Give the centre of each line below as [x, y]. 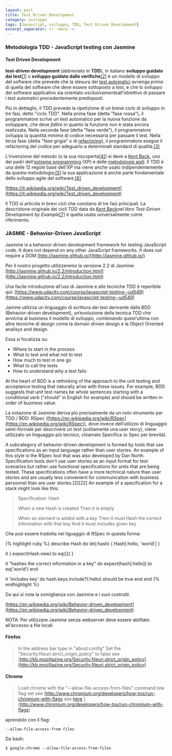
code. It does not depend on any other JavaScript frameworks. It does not [84, 250]
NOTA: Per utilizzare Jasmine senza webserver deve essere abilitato [78, 620]
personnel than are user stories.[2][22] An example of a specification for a [84, 483]
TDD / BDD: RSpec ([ [27, 418]
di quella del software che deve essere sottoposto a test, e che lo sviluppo [84, 87]
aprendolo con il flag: [28, 719]
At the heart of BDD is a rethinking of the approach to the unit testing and [83, 381]
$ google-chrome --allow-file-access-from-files [58, 748]
